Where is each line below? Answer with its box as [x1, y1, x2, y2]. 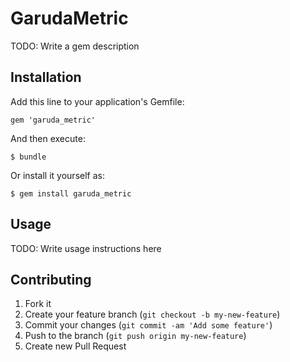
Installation [10, 69, 82, 86]
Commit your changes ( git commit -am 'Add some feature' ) [24, 319, 273, 331]
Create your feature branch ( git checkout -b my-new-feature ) [24, 308, 281, 321]
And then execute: [10, 132, 86, 144]
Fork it [24, 298, 52, 310]
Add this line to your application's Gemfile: [10, 95, 185, 107]
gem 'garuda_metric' [10, 115, 97, 125]
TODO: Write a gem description [10, 40, 140, 52]
